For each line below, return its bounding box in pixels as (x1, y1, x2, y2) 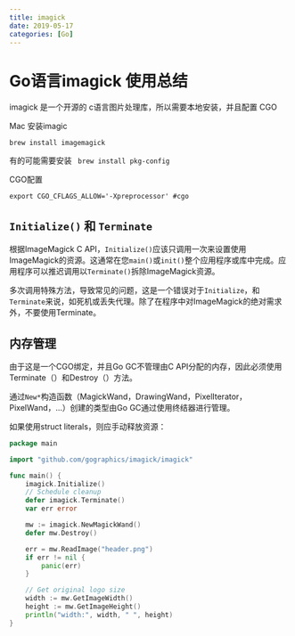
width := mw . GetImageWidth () (25, 594, 134, 603)
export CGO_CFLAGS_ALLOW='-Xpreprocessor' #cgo (9, 192, 190, 201)
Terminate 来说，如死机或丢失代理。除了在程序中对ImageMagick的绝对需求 (9, 296, 283, 307)
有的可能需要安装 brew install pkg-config (9, 155, 170, 166)
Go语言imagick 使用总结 (9, 70, 189, 91)
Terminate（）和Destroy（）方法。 (9, 371, 138, 383)
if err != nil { (25, 553, 86, 562)
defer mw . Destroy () (25, 528, 98, 537)
